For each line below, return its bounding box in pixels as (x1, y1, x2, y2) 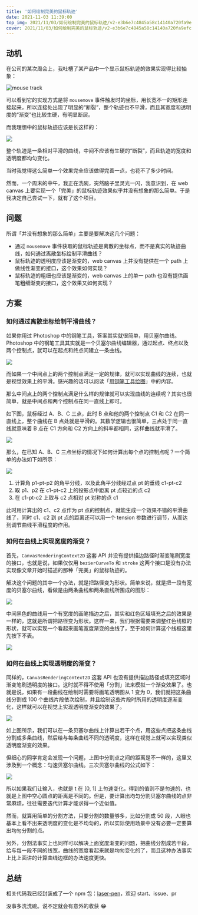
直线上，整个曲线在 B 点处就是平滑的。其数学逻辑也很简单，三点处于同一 (6, 417, 183, 424)
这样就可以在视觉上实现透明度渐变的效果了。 (16, 703, 125, 711)
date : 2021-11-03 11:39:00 (6, 14, 72, 20)
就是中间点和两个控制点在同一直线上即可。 (21, 397, 125, 404)
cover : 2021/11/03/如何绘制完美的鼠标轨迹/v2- (6, 25, 113, 31)
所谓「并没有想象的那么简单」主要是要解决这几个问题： (6, 230, 140, 237)
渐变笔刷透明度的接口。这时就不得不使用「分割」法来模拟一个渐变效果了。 (6, 681, 187, 688)
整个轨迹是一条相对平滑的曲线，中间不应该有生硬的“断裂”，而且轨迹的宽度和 (6, 147, 192, 154)
